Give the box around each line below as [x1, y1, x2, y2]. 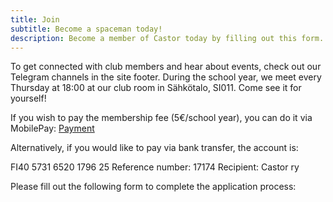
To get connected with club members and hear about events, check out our [10, 61, 322, 73]
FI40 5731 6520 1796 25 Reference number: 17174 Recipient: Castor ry [10, 161, 300, 173]
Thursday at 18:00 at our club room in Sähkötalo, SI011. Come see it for [10, 82, 302, 94]
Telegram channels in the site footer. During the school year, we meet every [10, 71, 322, 83]
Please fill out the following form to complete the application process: [10, 181, 297, 193]
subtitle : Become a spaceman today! [10, 24, 163, 34]
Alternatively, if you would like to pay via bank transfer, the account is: [10, 142, 299, 154]
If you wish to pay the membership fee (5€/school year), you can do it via [10, 112, 313, 124]
